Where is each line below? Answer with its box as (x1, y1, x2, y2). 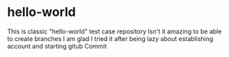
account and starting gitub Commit (7, 42, 107, 50)
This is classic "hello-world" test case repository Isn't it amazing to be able (7, 27, 222, 35)
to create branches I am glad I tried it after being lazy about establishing (7, 34, 214, 42)
